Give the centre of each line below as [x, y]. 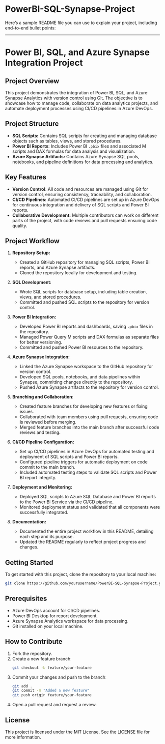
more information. [23, 737]
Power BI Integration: [34, 317]
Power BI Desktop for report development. [55, 616]
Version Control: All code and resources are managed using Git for [80, 189]
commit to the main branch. [47, 467]
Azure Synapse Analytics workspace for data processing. [70, 621]
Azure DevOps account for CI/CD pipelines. [56, 610]
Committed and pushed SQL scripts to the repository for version [84, 302]
